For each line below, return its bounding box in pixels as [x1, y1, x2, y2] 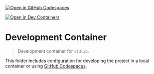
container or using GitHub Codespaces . [5, 63, 87, 69]
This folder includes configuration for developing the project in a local [5, 58, 149, 64]
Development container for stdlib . [17, 48, 89, 54]
